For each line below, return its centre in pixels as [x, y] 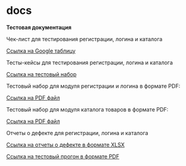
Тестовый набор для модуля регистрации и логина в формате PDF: [93, 86]
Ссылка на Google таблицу [41, 51]
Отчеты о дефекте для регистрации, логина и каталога [77, 133]
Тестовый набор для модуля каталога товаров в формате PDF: [87, 109]
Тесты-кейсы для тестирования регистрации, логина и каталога [90, 62]
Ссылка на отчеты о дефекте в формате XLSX [66, 144]
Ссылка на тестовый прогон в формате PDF [63, 156]
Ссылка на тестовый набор [42, 74]
